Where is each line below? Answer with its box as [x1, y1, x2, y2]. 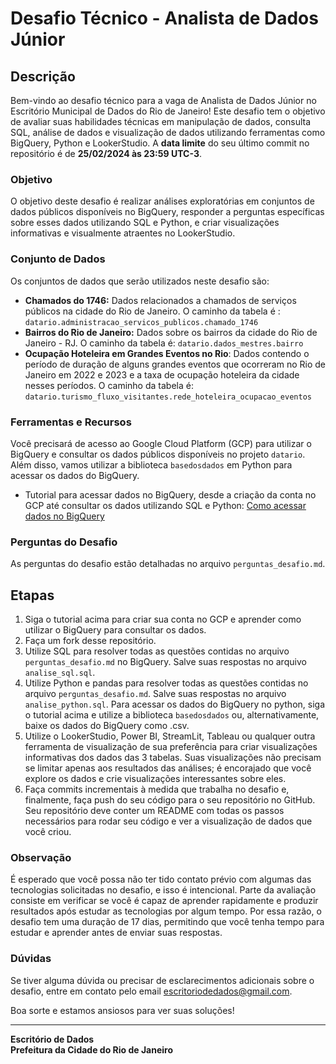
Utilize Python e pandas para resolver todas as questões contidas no [24, 677, 309, 689]
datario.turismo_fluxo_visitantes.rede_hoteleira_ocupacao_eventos [24, 392, 312, 402]
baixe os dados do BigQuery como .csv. [24, 720, 190, 731]
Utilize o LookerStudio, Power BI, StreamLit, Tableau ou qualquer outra [24, 730, 316, 742]
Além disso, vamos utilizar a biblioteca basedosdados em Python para [10, 458, 293, 471]
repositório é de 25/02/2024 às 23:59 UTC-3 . [10, 148, 202, 159]
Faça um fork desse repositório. [24, 635, 157, 646]
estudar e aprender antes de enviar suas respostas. [10, 927, 223, 939]
